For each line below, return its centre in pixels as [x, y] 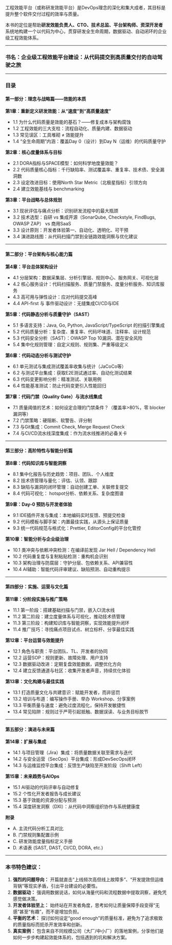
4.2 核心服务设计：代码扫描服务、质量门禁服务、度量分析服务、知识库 [86, 284]
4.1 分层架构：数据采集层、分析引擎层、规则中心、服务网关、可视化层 [85, 277]
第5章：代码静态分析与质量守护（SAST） [49, 314]
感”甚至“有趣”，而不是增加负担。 [47, 912]
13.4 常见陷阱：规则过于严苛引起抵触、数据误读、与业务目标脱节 [80, 712]
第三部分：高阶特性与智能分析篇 [39, 451]
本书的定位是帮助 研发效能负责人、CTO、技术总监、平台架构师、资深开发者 [84, 25]
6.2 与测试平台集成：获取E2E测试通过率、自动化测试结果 [72, 372]
